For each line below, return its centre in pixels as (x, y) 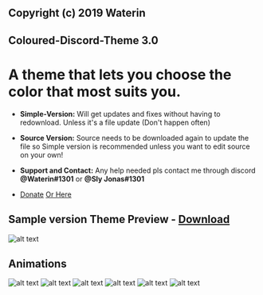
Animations (37, 263)
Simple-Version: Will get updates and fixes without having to (120, 114)
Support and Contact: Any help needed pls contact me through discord (138, 170)
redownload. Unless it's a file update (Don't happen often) (115, 122)
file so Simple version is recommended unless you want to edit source (135, 146)
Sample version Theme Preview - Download (119, 219)
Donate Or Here (45, 194)
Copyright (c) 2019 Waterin (77, 13)
